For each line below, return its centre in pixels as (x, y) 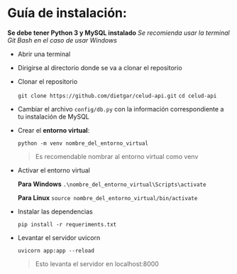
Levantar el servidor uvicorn (59, 237)
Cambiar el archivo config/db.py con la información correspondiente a (121, 109)
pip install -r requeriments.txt (67, 224)
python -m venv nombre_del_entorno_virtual (83, 143)
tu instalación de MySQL (54, 116)
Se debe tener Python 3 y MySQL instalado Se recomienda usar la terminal (118, 33)
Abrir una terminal (44, 54)
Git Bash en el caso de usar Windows (62, 40)
